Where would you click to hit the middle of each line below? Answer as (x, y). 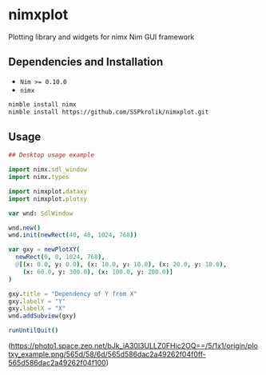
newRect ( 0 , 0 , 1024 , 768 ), (60, 257)
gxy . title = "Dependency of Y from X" (73, 293)
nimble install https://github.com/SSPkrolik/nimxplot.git (109, 112)
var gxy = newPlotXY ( (44, 249)
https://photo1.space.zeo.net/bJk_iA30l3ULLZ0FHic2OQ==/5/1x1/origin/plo (134, 346)
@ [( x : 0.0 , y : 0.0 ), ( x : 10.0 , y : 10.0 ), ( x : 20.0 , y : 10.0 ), (121, 265)
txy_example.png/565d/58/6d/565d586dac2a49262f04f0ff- (107, 354)
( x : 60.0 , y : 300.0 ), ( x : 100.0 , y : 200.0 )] (98, 272)
